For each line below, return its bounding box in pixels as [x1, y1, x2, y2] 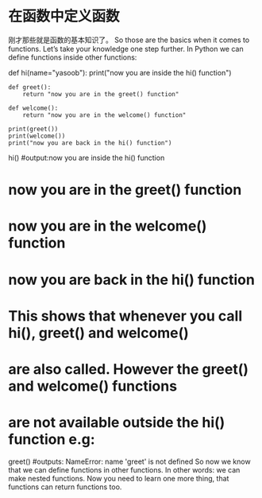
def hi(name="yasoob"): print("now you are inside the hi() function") [8, 68, 232, 77]
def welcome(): [8, 104, 59, 112]
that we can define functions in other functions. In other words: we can [8, 465, 241, 474]
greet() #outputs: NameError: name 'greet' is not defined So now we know [8, 457, 252, 466]
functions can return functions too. [8, 482, 122, 492]
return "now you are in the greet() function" [22, 90, 179, 98]
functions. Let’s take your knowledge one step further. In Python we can [8, 44, 244, 53]
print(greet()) [8, 125, 59, 133]
